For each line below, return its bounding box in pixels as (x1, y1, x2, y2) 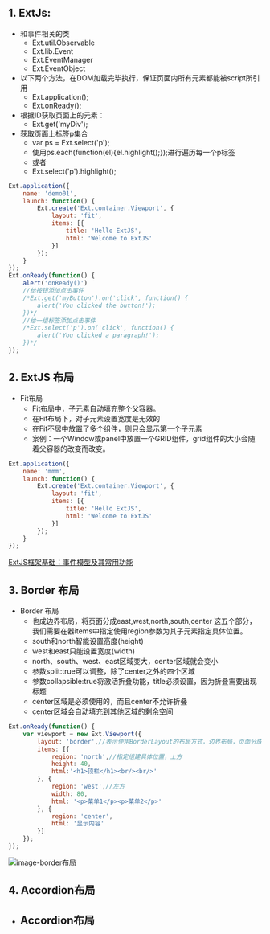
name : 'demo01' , (22, 189, 78, 198)
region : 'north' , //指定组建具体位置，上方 (51, 752, 182, 760)
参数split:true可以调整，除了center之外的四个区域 (31, 666, 195, 676)
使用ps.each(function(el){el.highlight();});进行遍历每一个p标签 (31, 147, 235, 157)
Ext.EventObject (31, 63, 86, 73)
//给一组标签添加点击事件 (22, 317, 96, 325)
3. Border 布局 (8, 583, 80, 597)
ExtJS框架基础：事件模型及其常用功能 (8, 558, 133, 567)
